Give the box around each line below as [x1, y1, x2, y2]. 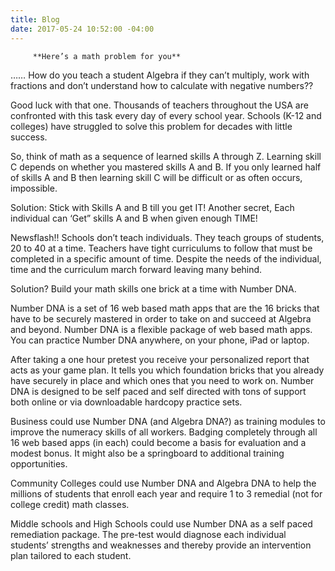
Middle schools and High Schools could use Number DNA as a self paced [10, 517, 313, 530]
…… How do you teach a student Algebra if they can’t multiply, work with [10, 69, 310, 81]
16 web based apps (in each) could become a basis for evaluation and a [10, 436, 307, 448]
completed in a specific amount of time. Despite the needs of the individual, [10, 252, 322, 265]
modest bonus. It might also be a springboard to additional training [10, 447, 285, 459]
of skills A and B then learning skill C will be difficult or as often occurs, [10, 171, 303, 183]
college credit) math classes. [10, 498, 130, 510]
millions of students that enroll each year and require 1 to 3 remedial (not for [10, 487, 323, 500]
